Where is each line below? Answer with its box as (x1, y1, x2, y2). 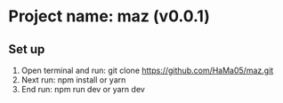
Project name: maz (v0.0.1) (8, 6, 210, 27)
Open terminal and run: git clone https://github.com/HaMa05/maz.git (20, 65, 274, 75)
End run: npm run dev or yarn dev (20, 84, 146, 94)
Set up (8, 42, 45, 57)
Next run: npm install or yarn (20, 75, 126, 85)
